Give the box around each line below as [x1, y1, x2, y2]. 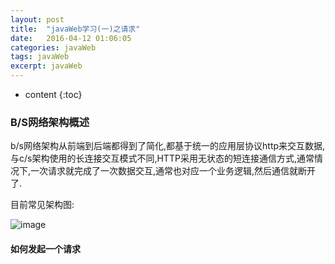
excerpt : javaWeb [10, 61, 83, 71]
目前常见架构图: [10, 199, 75, 211]
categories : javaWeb [10, 42, 97, 53]
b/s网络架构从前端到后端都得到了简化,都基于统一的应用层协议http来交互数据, [10, 140, 326, 152]
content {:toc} [24, 89, 83, 100]
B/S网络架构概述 [10, 115, 90, 129]
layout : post [10, 14, 65, 25]
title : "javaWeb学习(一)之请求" [10, 24, 141, 34]
